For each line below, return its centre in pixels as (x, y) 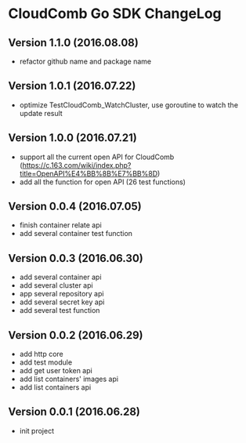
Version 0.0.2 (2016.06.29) (76, 335)
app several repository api (62, 294)
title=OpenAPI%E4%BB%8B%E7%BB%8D (89, 173)
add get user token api (56, 371)
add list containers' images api (69, 379)
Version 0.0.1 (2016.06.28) (74, 412)
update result (41, 113)
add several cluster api (56, 285)
